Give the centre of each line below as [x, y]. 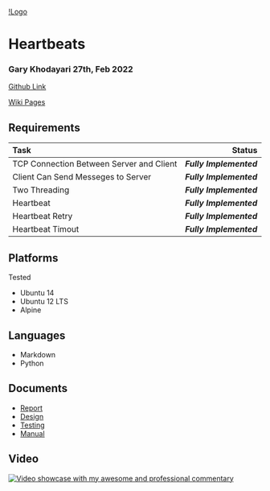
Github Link [27, 87]
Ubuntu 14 [37, 293]
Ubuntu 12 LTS [44, 302]
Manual [33, 433]
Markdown [38, 354]
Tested [20, 278]
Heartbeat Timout [46, 229]
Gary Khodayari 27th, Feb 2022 [71, 69]
